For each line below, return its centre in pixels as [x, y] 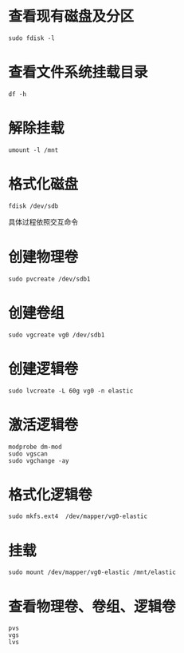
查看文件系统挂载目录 [78, 72]
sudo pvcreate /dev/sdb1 [49, 279]
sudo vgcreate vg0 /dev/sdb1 [57, 335]
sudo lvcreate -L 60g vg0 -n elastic [71, 391]
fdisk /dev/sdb [33, 206]
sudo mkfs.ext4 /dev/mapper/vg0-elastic [78, 516]
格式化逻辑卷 [51, 494]
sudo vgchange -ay [39, 460]
